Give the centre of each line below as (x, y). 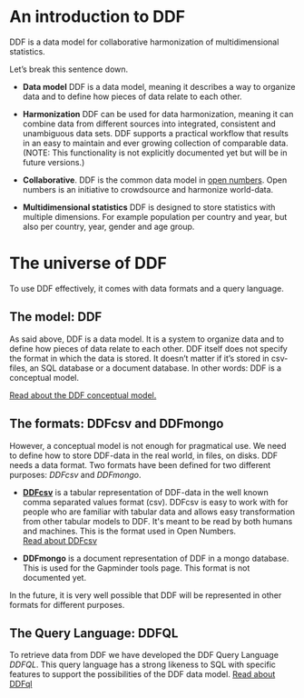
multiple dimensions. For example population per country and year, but (155, 216)
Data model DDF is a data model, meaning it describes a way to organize (159, 86)
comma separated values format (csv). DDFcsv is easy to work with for (155, 502)
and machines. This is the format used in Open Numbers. (129, 531)
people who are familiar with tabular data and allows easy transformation (159, 512)
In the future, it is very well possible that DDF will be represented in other (146, 595)
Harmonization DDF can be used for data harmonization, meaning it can (158, 114)
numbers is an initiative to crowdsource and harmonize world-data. (148, 189)
